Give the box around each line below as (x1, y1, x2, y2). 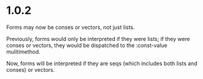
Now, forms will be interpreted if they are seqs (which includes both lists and (6, 60, 198, 67)
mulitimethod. (6, 48, 41, 55)
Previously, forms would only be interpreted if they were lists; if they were (6, 35, 190, 42)
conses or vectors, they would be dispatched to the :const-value (6, 42, 168, 49)
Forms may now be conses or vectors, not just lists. (6, 24, 135, 31)
